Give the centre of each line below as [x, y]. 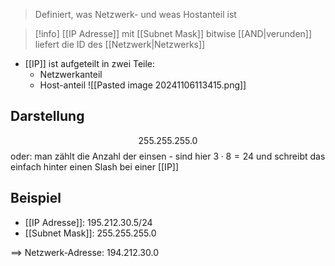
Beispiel [36, 198]
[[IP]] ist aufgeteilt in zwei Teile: [90, 63]
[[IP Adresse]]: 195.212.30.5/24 [88, 222]
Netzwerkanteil [71, 74]
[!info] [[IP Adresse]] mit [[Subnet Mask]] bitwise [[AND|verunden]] [173, 33]
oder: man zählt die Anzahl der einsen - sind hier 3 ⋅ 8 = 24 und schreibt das [168, 156]
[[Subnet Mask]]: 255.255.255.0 [90, 233]
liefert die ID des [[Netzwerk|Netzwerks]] [120, 44]
